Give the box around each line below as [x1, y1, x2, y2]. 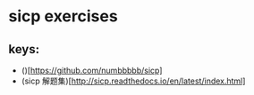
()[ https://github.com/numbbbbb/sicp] [21, 65, 163, 75]
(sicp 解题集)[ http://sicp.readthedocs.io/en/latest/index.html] [21, 75, 246, 86]
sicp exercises [8, 6, 118, 27]
